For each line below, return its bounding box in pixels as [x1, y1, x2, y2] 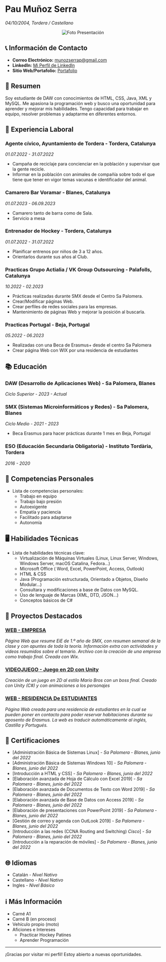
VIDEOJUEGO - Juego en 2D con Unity [5, 666, 99, 673]
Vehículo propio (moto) [12, 921, 59, 927]
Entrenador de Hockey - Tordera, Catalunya [5, 227, 112, 234]
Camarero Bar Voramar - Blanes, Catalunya [5, 189, 111, 196]
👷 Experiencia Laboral [5, 125, 74, 133]
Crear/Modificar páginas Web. [12, 298, 74, 304]
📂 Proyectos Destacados [5, 612, 83, 620]
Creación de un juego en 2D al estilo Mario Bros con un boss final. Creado [5, 678, 157, 683]
